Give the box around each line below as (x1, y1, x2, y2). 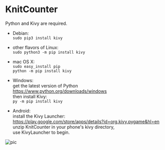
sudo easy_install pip (12, 64, 61, 69)
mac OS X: (12, 58, 35, 64)
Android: (12, 107, 31, 114)
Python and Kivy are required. (5, 20, 68, 26)
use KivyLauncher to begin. (12, 129, 70, 135)
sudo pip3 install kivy (12, 35, 63, 41)
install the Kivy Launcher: (12, 113, 66, 119)
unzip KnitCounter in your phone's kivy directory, (12, 124, 115, 130)
